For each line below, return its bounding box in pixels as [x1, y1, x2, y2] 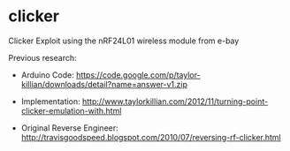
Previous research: [8, 52, 77, 63]
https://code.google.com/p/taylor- [75, 69, 201, 80]
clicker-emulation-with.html [20, 105, 122, 116]
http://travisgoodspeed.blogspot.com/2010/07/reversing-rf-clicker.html [20, 132, 282, 142]
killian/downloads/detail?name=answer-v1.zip [20, 79, 187, 89]
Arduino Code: [20, 69, 74, 80]
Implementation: [20, 95, 80, 107]
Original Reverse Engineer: [20, 122, 118, 133]
